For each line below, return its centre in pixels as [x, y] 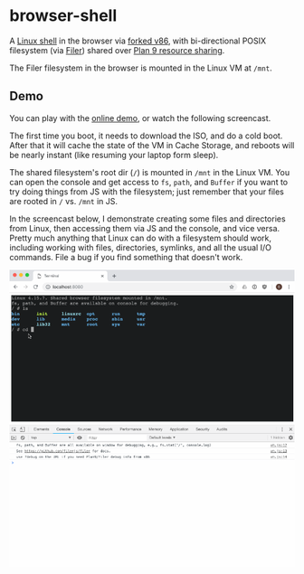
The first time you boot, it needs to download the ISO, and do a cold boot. [146, 136]
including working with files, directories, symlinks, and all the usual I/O [140, 247]
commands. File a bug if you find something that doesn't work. [126, 257]
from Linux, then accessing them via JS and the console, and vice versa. [145, 228]
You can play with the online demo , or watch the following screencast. [140, 118]
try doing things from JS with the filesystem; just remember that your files [147, 192]
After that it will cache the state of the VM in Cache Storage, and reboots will [152, 145]
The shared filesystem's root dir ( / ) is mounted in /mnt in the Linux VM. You [150, 172]
